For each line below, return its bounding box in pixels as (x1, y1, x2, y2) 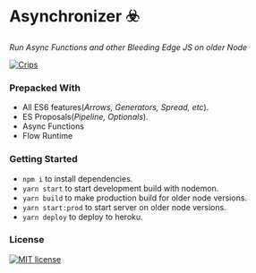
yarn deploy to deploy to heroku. (21, 211, 143, 222)
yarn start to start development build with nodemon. (21, 183, 219, 193)
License (9, 234, 45, 246)
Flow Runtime (21, 131, 73, 141)
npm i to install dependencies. (21, 173, 133, 183)
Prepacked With (9, 81, 81, 94)
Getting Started (9, 153, 78, 166)
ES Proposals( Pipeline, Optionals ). (21, 112, 149, 123)
